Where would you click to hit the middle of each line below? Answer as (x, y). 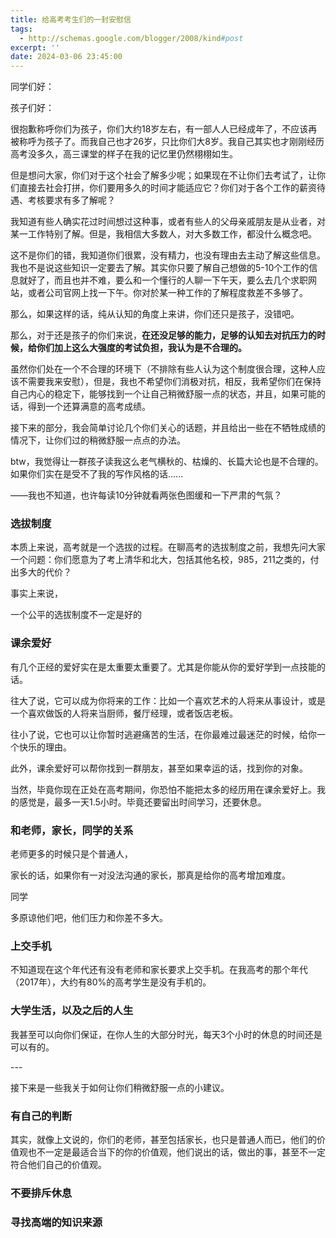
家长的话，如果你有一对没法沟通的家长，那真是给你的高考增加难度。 (150, 875)
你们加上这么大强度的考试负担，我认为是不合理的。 (141, 348)
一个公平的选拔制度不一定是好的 (76, 615)
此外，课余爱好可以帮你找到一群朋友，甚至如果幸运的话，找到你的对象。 (159, 768)
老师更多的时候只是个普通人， (71, 854)
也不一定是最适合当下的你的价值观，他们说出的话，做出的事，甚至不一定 (176, 1152)
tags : (21, 29)
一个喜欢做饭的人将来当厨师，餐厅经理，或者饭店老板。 (124, 713)
